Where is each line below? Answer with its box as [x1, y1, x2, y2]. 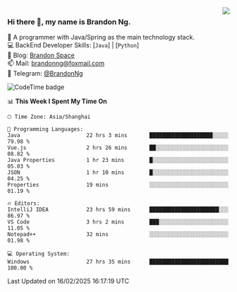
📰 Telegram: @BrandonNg [7, 69, 83, 78]
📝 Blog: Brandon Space [7, 51, 75, 59]
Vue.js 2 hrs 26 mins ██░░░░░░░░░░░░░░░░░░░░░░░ [7, 144, 229, 151]
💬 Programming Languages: [7, 126, 83, 133]
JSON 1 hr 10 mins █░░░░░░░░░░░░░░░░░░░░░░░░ [7, 169, 229, 176]
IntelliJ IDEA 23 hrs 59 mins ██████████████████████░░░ [7, 206, 229, 214]
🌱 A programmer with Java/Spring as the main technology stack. [7, 33, 195, 42]
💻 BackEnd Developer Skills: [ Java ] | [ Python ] [7, 41, 140, 49]
